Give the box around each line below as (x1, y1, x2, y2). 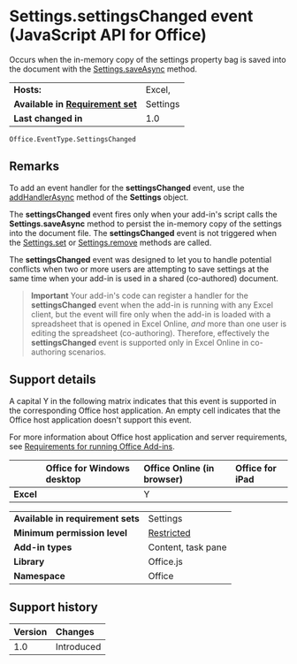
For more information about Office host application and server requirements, (9, 431, 287, 442)
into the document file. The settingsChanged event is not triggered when (9, 227, 277, 238)
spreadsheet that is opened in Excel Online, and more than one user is (30, 318, 287, 329)
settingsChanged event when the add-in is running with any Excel (30, 299, 274, 310)
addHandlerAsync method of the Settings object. (9, 192, 189, 202)
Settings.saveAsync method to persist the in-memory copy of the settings (9, 218, 283, 229)
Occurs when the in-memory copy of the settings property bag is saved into (9, 54, 286, 65)
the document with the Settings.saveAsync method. (9, 64, 197, 74)
